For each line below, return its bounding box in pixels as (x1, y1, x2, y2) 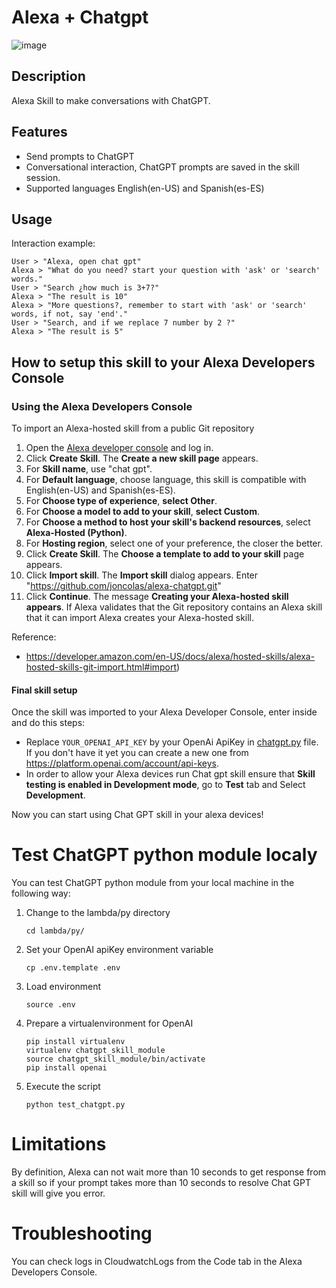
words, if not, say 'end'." (11, 309, 129, 320)
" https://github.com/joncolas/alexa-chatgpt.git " (25, 580, 222, 592)
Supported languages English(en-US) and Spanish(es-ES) (25, 182, 265, 194)
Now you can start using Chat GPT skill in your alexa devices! (11, 809, 264, 821)
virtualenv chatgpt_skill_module (25, 1046, 166, 1056)
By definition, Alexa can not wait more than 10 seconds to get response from (11, 1166, 327, 1178)
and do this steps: (11, 717, 86, 729)
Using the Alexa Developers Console (11, 399, 193, 413)
